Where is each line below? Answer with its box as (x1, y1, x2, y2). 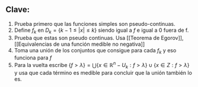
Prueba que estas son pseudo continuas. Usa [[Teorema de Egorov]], (14, 34, 184, 41)
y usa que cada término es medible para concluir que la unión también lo (14, 69, 192, 76)
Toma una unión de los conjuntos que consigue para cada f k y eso (14, 46, 177, 55)
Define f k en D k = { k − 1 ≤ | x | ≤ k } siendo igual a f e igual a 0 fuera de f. (14, 26, 189, 35)
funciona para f (14, 54, 52, 61)
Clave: (5, 5, 30, 15)
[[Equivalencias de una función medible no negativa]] (14, 41, 145, 48)
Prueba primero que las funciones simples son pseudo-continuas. (14, 20, 175, 27)
